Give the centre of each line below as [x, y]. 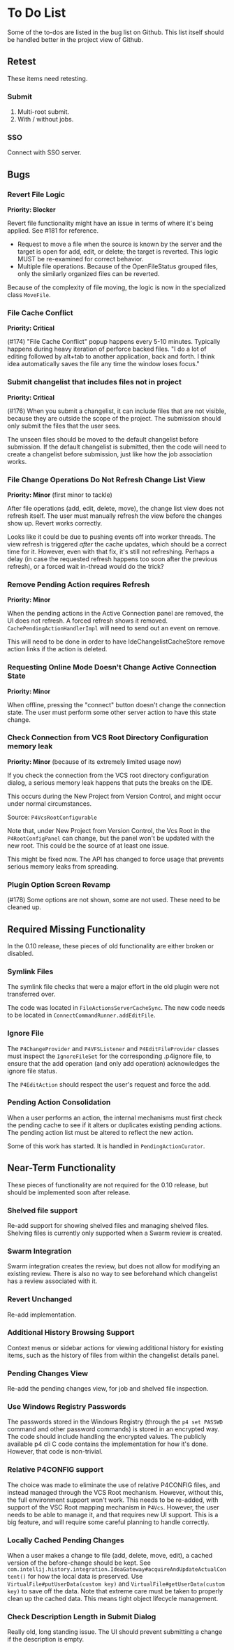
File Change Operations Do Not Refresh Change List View [107, 479]
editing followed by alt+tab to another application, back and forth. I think [111, 356]
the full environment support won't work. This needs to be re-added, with [113, 1500]
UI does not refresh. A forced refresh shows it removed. [88, 621]
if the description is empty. [46, 1640]
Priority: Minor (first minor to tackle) [60, 495]
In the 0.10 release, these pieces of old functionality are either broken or [111, 946]
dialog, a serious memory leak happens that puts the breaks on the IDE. [110, 782]
